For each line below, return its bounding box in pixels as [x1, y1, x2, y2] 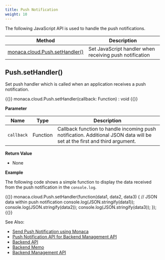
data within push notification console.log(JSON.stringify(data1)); [5, 199, 135, 205]
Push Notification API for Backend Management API [12, 234, 117, 240]
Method [36, 37, 55, 44]
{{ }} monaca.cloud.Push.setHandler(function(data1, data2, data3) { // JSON [5, 194, 158, 200]
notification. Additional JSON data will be [57, 131, 152, 138]
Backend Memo [12, 244, 44, 250]
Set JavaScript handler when [88, 45, 155, 52]
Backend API [12, 239, 38, 245]
